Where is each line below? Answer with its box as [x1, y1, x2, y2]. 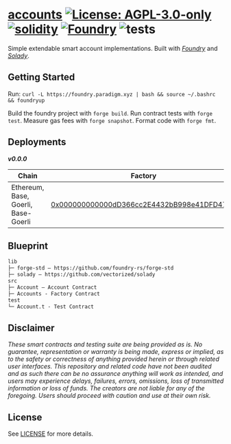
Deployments [8, 136, 66, 148]
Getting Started [8, 71, 75, 83]
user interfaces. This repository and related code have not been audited [8, 362, 212, 370]
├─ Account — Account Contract [8, 284, 97, 291]
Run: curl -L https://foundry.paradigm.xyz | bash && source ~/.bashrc [8, 89, 216, 98]
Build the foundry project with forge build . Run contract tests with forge [8, 109, 213, 117]
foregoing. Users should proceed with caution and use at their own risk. [8, 392, 211, 400]
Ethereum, [11, 182, 45, 192]
